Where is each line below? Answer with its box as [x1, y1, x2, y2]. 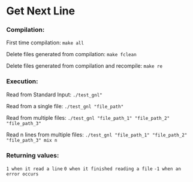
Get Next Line [6, 4, 76, 18]
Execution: [6, 77, 38, 86]
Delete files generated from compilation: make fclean [6, 51, 137, 58]
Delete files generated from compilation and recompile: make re [6, 62, 163, 69]
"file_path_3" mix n [6, 137, 58, 143]
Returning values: [6, 151, 59, 159]
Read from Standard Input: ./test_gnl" [6, 91, 103, 98]
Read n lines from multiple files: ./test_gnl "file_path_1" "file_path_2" [6, 131, 188, 138]
